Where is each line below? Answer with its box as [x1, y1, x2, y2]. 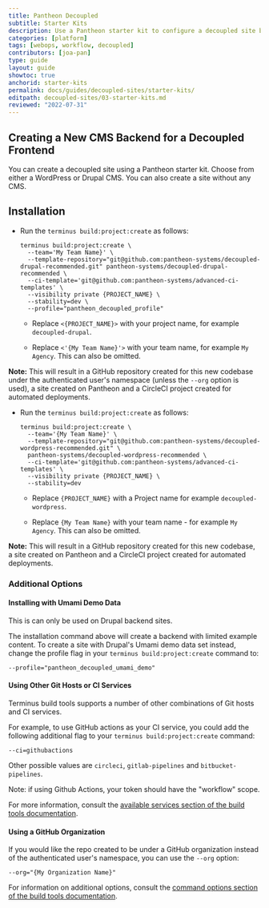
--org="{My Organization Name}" [8, 869, 116, 877]
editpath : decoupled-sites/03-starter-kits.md [8, 94, 167, 102]
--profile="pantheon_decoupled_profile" [27, 304, 164, 312]
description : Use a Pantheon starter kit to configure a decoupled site [8, 26, 256, 34]
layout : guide [8, 64, 56, 72]
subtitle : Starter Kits [8, 19, 88, 27]
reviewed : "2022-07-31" [8, 101, 88, 109]
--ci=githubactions [8, 746, 74, 755]
